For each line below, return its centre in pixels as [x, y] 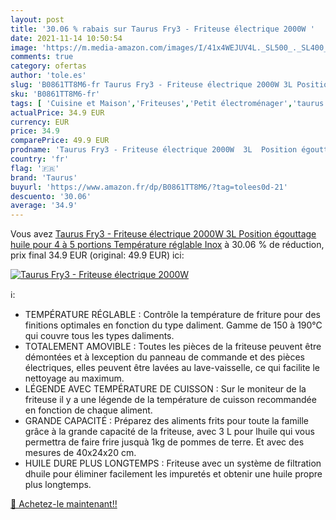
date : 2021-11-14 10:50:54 [66, 38]
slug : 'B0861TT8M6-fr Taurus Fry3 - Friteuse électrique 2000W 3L [151, 85]
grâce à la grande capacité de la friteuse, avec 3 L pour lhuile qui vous [169, 432]
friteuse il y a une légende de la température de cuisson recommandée [170, 400]
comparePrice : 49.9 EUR [60, 141]
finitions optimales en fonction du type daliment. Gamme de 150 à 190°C [173, 325]
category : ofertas [48, 66]
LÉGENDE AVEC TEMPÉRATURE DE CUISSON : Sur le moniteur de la [165, 389]
